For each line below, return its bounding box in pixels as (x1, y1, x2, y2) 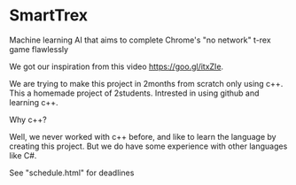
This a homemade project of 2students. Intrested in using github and (9, 88, 260, 98)
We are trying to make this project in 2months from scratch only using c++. (9, 78, 284, 89)
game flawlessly (9, 43, 69, 54)
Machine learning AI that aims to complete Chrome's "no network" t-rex (9, 35, 272, 45)
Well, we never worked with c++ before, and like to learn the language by (9, 131, 277, 142)
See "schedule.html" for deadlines (9, 167, 135, 178)
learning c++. (9, 96, 59, 107)
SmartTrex (9, 5, 89, 26)
